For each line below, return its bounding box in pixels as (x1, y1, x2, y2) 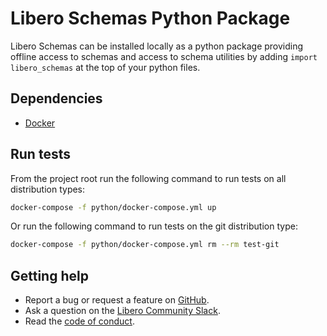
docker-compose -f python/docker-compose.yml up (10, 202, 217, 212)
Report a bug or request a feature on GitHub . (24, 294, 210, 306)
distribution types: (10, 183, 86, 195)
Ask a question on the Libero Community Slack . (24, 305, 221, 317)
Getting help (10, 267, 89, 284)
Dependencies (10, 90, 103, 107)
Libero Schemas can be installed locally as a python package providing (10, 40, 304, 52)
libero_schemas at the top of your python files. (10, 61, 201, 73)
